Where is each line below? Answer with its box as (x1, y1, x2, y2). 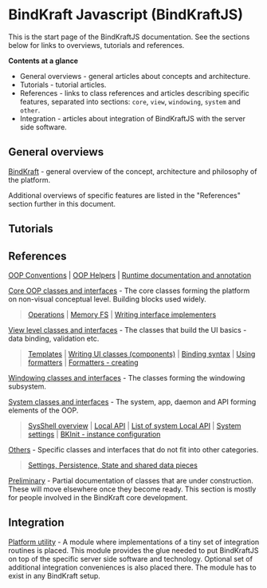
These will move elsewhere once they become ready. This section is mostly (8, 484, 257, 494)
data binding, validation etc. (8, 333, 100, 343)
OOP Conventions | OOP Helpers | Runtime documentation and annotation (8, 270, 252, 280)
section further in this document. (8, 199, 116, 208)
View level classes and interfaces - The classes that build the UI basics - (8, 325, 247, 334)
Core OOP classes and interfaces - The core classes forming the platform (8, 286, 250, 295)
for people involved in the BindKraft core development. (8, 492, 188, 502)
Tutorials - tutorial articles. (19, 80, 107, 89)
